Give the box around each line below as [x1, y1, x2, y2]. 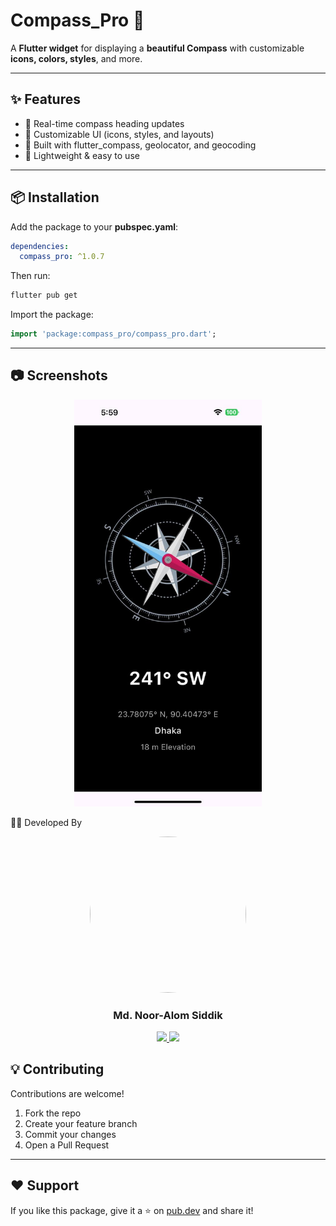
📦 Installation [10, 189, 100, 206]
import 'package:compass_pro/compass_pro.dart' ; [10, 329, 217, 339]
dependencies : [10, 241, 70, 251]
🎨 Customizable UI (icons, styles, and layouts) [24, 128, 215, 140]
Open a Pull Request [24, 1139, 110, 1151]
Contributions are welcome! [10, 1087, 125, 1099]
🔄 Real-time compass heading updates [24, 117, 185, 129]
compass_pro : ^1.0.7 [19, 252, 105, 262]
